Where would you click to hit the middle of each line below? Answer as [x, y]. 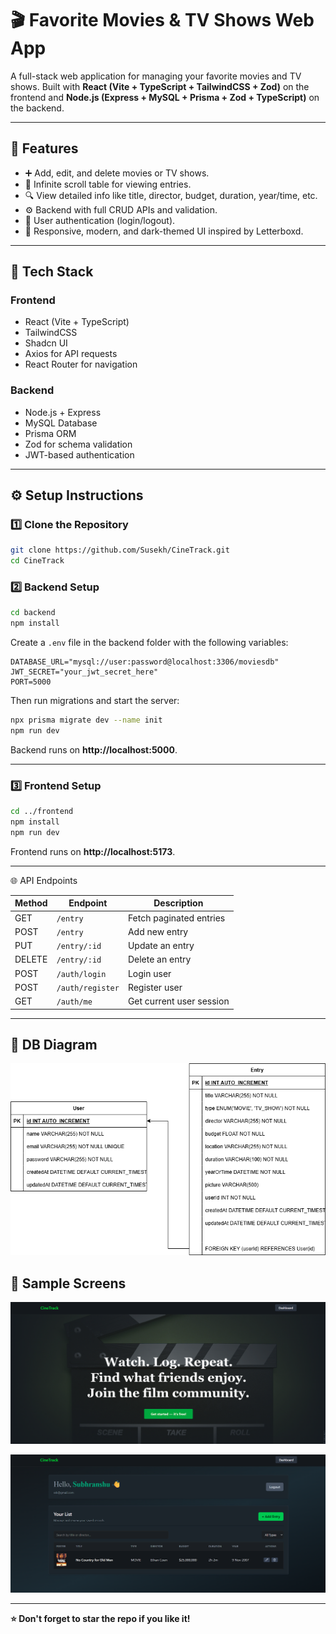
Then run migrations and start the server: [95, 701]
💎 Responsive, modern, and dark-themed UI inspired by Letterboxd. [164, 231]
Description [178, 903]
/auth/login [81, 974]
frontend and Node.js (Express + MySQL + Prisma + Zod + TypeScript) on [165, 97]
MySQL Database [61, 423]
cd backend [33, 613]
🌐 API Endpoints [44, 880]
